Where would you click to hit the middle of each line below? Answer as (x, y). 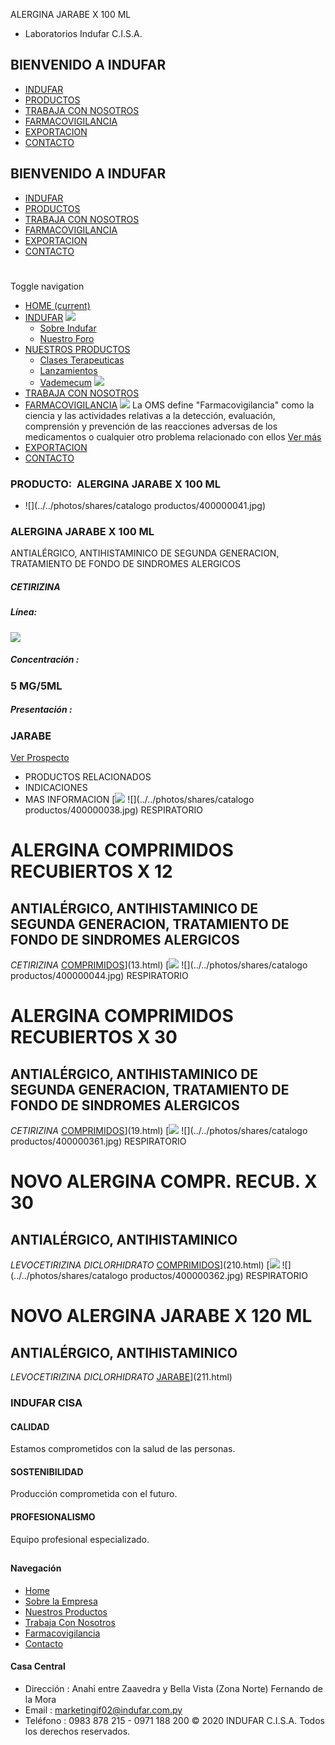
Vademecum (66, 382)
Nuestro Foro (67, 338)
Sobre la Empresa (61, 1601)
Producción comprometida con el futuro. (94, 1494)
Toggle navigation (47, 286)
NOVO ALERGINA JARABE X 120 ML (161, 1316)
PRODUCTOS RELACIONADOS (88, 777)
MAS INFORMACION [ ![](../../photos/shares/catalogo (139, 800)
